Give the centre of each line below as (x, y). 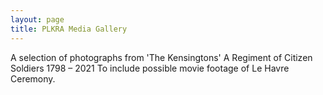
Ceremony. (33, 78)
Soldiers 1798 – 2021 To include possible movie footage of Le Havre (150, 68)
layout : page (37, 19)
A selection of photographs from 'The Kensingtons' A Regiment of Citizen (161, 57)
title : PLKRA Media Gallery (69, 29)
